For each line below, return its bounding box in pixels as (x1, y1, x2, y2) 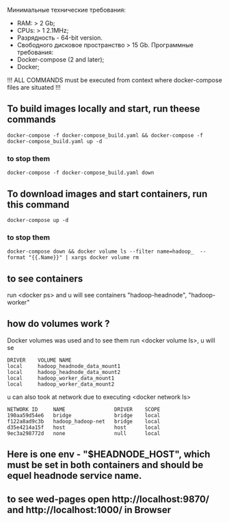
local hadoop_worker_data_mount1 (7, 375, 115, 382)
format (7, 254, 26, 261)
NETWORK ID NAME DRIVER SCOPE (7, 406, 161, 413)
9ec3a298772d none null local (7, 430, 161, 437)
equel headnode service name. (7, 470, 142, 482)
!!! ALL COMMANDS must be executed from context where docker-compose (7, 76, 222, 84)
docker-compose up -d (7, 216, 69, 223)
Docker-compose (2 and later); (16, 55, 105, 64)
